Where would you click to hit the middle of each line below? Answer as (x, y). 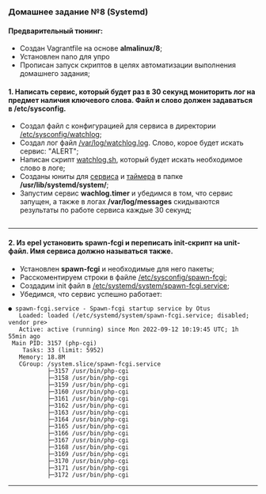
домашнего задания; (55, 74)
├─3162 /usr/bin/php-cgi (88, 405)
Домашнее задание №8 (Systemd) (78, 12)
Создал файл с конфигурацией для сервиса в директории (118, 126)
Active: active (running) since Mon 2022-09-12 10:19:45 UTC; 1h (129, 329)
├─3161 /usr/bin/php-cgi (88, 398)
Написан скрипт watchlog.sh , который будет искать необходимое (131, 160)
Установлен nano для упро (65, 57)
